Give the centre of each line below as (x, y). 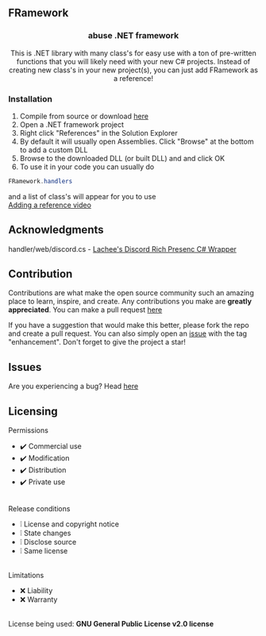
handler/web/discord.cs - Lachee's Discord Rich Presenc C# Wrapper (122, 249)
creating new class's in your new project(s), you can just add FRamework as (133, 70)
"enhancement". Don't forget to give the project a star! (97, 342)
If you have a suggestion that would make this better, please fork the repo (129, 326)
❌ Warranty (39, 599)
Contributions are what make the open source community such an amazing (131, 293)
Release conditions (39, 509)
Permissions (29, 430)
